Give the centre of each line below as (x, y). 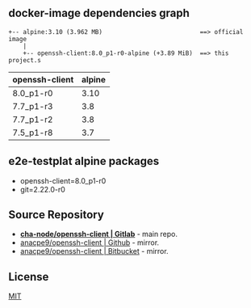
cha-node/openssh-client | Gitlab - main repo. (99, 234)
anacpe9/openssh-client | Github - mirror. (90, 243)
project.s (25, 60)
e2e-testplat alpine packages (84, 161)
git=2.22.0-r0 (43, 189)
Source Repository (56, 215)
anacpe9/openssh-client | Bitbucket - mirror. (94, 251)
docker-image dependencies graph (99, 13)
